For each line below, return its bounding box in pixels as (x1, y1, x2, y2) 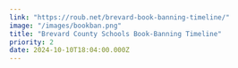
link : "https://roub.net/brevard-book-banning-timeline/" (9, 12, 230, 22)
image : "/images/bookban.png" (9, 21, 123, 30)
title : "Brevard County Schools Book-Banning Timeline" (9, 29, 222, 38)
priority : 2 (9, 37, 54, 47)
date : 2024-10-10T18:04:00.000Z (9, 46, 130, 55)
